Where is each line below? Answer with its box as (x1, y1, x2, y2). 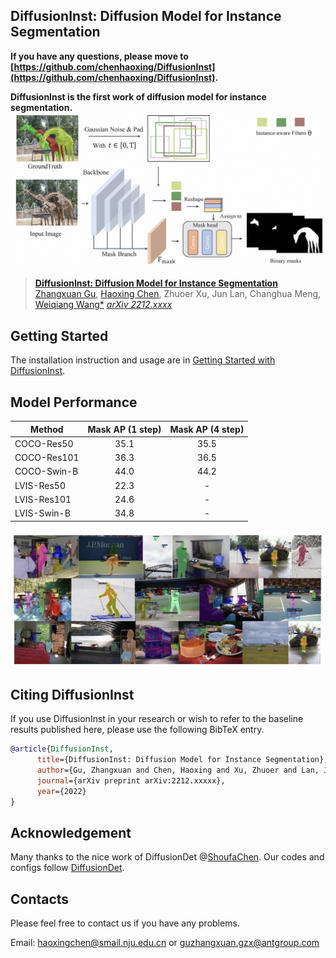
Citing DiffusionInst (10, 686, 135, 703)
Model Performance (10, 394, 138, 411)
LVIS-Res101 (14, 493, 72, 505)
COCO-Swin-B (14, 465, 79, 478)
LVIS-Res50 (14, 479, 66, 491)
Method (29, 423, 64, 435)
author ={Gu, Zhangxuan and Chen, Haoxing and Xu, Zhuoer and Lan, (36, 765, 320, 776)
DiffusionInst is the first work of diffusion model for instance (10, 90, 267, 103)
